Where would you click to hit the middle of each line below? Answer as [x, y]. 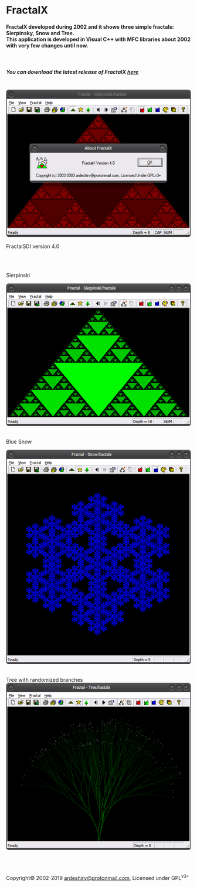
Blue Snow [19, 441]
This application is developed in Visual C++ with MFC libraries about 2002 [98, 39]
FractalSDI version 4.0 [33, 246]
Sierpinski [18, 275]
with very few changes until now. [47, 45]
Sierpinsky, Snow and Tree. [40, 33]
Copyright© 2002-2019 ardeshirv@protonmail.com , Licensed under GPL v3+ [98, 877]
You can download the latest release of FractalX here [72, 72]
